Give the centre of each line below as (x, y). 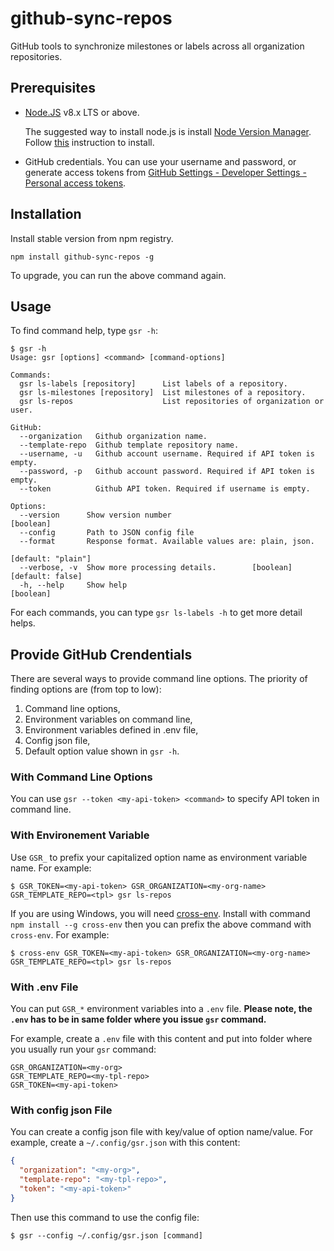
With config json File (61, 1110)
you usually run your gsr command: (83, 1049)
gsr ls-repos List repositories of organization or (172, 402)
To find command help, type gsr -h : (84, 331)
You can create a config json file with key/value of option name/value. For (161, 1132)
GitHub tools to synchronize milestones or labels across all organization (157, 46)
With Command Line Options (81, 777)
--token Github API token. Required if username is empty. (165, 489)
